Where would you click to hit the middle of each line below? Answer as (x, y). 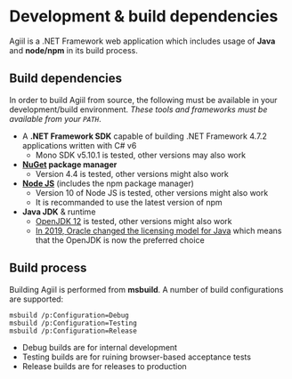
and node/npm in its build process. (73, 50)
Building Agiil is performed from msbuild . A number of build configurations (146, 289)
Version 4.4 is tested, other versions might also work (132, 173)
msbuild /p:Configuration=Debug (69, 315)
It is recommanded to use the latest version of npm (129, 202)
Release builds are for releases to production (104, 366)
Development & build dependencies (144, 16)
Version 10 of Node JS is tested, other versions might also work (152, 192)
